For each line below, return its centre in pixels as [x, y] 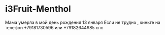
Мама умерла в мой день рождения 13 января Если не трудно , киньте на [83, 22]
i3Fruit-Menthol [38, 9]
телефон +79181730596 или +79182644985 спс [54, 27]
